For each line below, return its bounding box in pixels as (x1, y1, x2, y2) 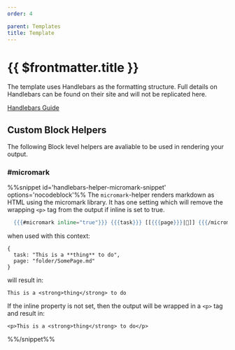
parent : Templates (7, 22, 61, 30)
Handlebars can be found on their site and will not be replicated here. (7, 90, 207, 99)
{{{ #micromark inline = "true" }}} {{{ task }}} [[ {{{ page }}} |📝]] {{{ (13, 219, 208, 226)
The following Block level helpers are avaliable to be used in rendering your (7, 143, 224, 151)
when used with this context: (7, 232, 91, 240)
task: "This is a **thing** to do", (13, 251, 120, 259)
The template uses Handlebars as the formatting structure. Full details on (7, 83, 218, 91)
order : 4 (7, 10, 33, 17)
